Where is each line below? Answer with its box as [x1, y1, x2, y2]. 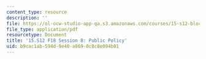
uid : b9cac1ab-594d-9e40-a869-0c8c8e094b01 [6, 44, 120, 50]
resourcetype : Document [6, 32, 67, 38]
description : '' [6, 15, 48, 21]
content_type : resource [6, 9, 67, 15]
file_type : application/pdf [6, 26, 78, 33]
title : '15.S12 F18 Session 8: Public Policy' [6, 37, 128, 44]
